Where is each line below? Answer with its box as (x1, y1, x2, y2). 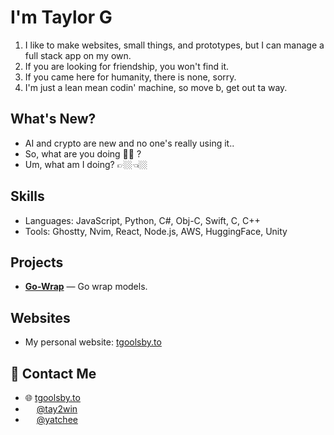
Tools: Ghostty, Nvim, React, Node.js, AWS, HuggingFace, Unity (24, 225, 288, 237)
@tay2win (36, 403, 78, 415)
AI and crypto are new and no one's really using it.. (24, 137, 235, 149)
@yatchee (36, 414, 78, 425)
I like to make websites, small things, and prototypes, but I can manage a (24, 39, 325, 51)
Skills (10, 188, 45, 205)
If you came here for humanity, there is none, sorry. (24, 71, 237, 83)
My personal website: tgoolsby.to (24, 336, 162, 348)
